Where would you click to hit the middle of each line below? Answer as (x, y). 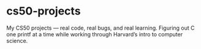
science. (17, 41)
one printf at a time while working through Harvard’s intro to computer (94, 34)
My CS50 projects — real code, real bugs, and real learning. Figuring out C (100, 28)
